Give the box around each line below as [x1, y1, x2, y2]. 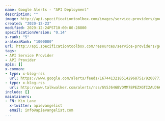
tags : [5, 48, 16, 53]
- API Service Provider [5, 53, 54, 58]
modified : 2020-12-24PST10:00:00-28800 [5, 26, 87, 30]
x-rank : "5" [5, 35, 29, 40]
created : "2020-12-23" [5, 21, 52, 26]
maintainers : [5, 94, 32, 99]
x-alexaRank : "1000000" [5, 39, 54, 44]
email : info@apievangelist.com [9, 108, 74, 113]
